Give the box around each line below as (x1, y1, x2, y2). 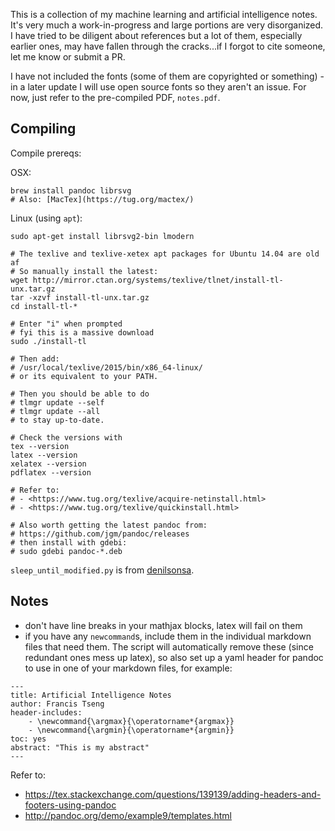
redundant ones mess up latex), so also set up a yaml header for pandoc (24, 651, 324, 663)
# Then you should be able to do (10, 389, 150, 399)
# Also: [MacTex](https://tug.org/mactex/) (10, 194, 195, 204)
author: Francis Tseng (10, 699, 105, 709)
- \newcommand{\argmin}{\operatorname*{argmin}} (28, 725, 235, 735)
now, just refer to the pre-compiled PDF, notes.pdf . (10, 92, 221, 103)
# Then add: (10, 354, 60, 364)
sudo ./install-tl (10, 336, 87, 346)
